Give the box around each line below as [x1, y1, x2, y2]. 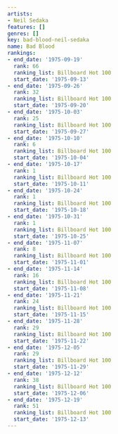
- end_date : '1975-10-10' [7, 134, 83, 141]
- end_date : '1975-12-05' [7, 344, 83, 351]
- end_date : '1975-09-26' [7, 82, 83, 89]
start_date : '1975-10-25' [13, 233, 90, 240]
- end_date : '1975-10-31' [7, 213, 83, 220]
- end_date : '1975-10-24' [7, 187, 83, 194]
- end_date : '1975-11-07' [7, 239, 83, 246]
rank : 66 [13, 63, 39, 70]
